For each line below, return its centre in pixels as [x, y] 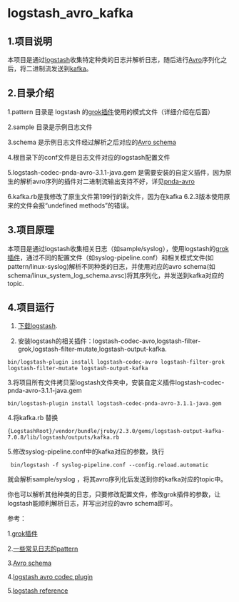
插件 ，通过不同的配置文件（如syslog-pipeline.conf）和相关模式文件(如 [111, 257]
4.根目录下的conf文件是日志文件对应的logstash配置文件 [89, 157]
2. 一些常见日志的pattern [43, 549]
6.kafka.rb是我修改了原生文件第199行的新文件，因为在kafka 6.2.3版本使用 [116, 196]
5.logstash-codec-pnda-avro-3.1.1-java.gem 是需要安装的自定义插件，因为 [117, 172]
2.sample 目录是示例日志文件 [50, 127]
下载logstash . [37, 326]
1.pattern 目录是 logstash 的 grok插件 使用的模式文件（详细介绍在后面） [111, 111]
